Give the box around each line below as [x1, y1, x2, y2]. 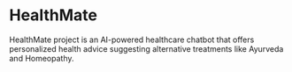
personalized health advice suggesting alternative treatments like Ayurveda [9, 43, 284, 54]
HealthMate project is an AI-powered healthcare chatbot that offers [9, 34, 255, 45]
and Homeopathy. [9, 53, 74, 63]
